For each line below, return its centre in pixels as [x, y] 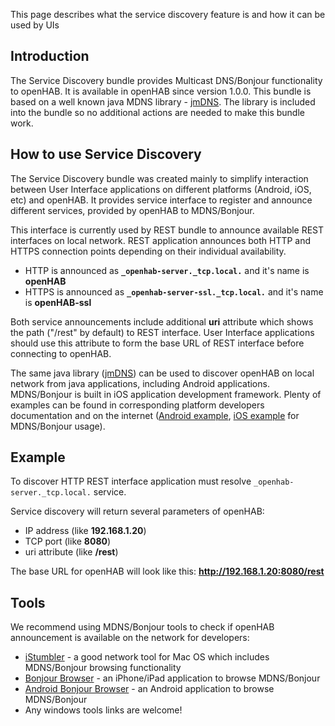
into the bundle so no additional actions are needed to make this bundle [157, 112]
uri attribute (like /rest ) [71, 552]
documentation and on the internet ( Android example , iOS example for [155, 415]
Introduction [50, 56]
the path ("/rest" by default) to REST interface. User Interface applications [162, 332]
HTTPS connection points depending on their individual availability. [148, 251]
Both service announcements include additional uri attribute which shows [162, 321]
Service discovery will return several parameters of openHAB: [137, 511]
